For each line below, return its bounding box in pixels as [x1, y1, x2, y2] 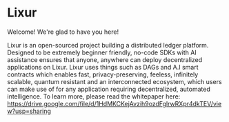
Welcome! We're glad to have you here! [7, 28, 119, 36]
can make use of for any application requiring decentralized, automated [7, 85, 210, 93]
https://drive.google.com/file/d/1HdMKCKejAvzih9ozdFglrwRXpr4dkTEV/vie [7, 99, 222, 108]
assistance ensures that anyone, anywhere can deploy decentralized [7, 55, 203, 63]
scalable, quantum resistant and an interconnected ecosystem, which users [7, 77, 222, 85]
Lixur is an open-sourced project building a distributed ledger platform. [7, 41, 209, 49]
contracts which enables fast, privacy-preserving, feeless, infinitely [7, 70, 199, 79]
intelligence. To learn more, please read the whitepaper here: [7, 92, 181, 101]
